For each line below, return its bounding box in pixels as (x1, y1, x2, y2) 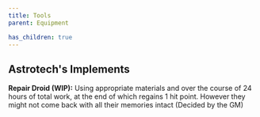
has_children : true (8, 33, 73, 41)
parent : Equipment (8, 19, 69, 27)
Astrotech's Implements (8, 62, 131, 76)
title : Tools (8, 11, 52, 20)
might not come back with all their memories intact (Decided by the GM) (8, 100, 244, 110)
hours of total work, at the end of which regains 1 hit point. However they (8, 92, 246, 101)
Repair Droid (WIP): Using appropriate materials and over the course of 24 (8, 84, 252, 93)
